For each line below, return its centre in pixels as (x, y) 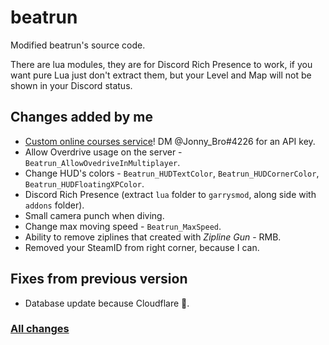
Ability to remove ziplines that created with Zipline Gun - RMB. (153, 237)
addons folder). (54, 205)
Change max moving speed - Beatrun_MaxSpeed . (123, 226)
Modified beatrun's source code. (78, 45)
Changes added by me (81, 117)
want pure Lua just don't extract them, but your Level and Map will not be (161, 75)
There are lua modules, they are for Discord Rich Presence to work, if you (161, 64)
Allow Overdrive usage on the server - (103, 152)
